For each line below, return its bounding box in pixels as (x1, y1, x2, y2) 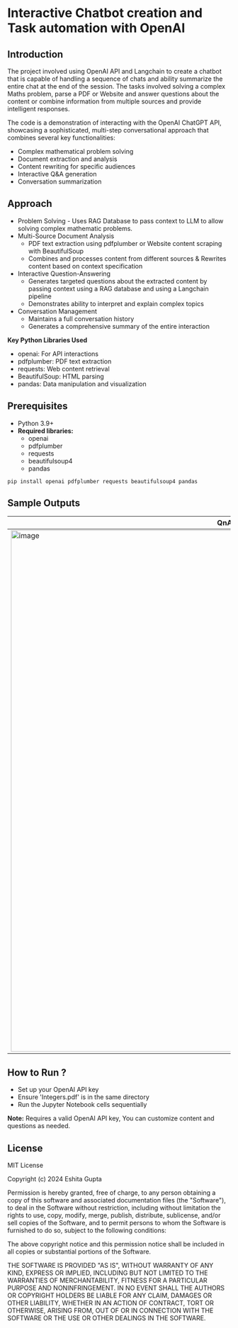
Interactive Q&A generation (17, 170, 97, 178)
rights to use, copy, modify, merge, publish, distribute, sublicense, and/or (7, 1211, 221, 1220)
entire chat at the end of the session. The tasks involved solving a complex (7, 82, 226, 90)
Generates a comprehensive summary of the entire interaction (28, 322, 210, 330)
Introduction (7, 48, 64, 60)
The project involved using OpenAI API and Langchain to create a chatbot (7, 67, 222, 75)
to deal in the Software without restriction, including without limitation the (7, 1203, 221, 1212)
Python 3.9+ (17, 419, 55, 427)
